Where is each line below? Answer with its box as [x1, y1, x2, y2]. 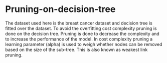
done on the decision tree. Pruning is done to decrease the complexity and [5, 30, 159, 36]
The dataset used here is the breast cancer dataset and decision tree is [5, 20, 153, 26]
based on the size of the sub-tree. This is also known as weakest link [5, 46, 148, 52]
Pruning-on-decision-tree [5, 3, 116, 15]
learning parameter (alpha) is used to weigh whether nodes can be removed [5, 41, 162, 47]
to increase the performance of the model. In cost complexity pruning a [5, 36, 153, 42]
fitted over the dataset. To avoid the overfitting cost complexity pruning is [5, 25, 157, 31]
